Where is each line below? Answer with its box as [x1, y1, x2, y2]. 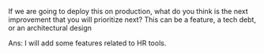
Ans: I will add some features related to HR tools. [8, 38, 167, 48]
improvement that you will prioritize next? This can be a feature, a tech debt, [8, 15, 257, 24]
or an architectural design [8, 23, 92, 32]
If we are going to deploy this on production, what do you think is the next [8, 7, 249, 16]
